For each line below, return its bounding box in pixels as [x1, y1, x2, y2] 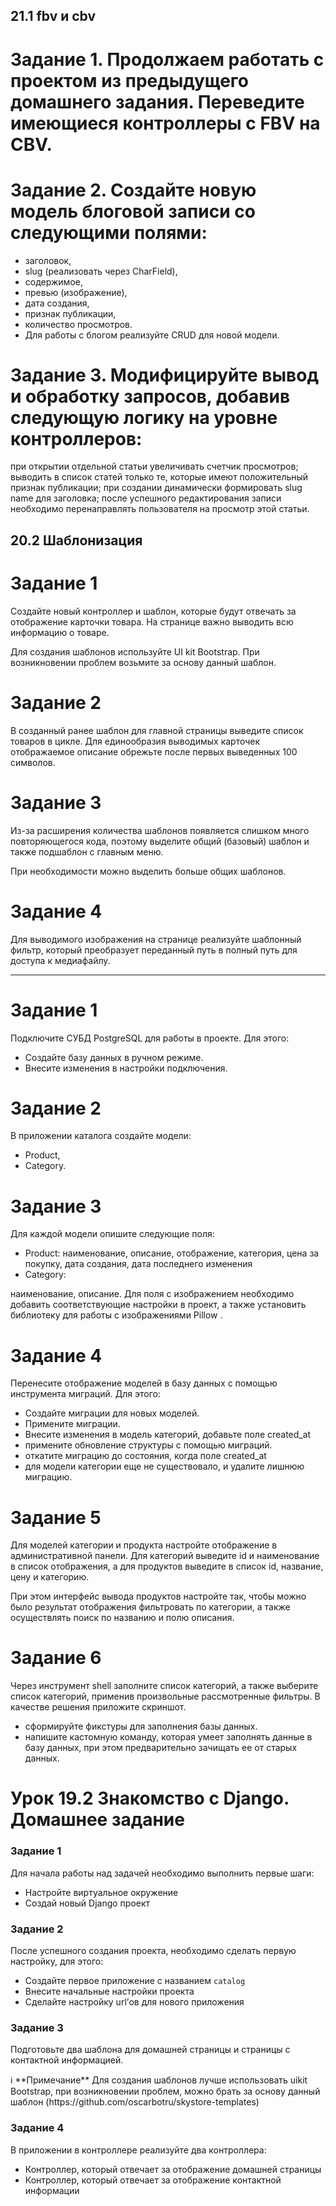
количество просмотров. [24, 318, 133, 330]
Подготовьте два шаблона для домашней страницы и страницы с [10, 2044, 291, 2056]
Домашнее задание [10, 1809, 185, 1831]
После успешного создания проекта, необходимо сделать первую [10, 1945, 297, 1956]
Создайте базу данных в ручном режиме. [24, 1051, 204, 1063]
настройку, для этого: [10, 1955, 104, 1967]
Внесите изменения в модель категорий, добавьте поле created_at [24, 1429, 312, 1441]
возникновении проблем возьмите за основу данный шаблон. [10, 656, 277, 668]
